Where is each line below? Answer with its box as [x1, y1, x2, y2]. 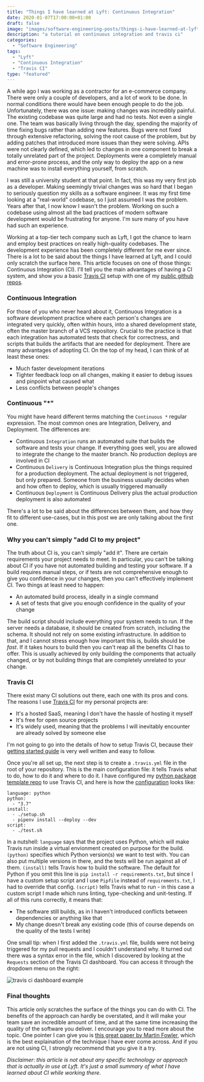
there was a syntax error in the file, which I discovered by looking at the [7, 952, 185, 959]
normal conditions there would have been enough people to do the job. [7, 101, 184, 108]
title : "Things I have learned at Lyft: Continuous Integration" [7, 8, 175, 15]
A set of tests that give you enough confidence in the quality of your [15, 600, 186, 607]
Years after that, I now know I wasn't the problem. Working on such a [7, 203, 179, 210]
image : [7, 25, 24, 32]
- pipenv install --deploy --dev [12, 817, 97, 823]
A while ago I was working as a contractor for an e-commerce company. [7, 87, 187, 95]
